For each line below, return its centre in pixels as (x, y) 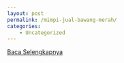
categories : (24, 26)
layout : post (26, 13)
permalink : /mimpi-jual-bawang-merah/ (62, 20)
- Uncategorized (43, 33)
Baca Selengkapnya (35, 52)
